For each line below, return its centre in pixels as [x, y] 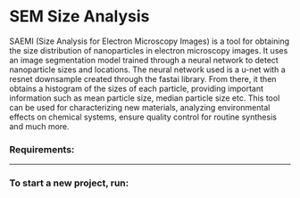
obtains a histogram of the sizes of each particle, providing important [137, 88]
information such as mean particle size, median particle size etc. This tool [145, 98]
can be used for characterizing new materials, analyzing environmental [140, 107]
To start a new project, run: [69, 183]
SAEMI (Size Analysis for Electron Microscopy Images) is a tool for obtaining [150, 41]
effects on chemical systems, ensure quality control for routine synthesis [143, 117]
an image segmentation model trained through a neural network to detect [144, 60]
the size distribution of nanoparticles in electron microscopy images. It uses [149, 50]
